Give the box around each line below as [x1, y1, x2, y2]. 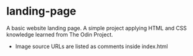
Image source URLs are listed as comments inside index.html [15, 43, 169, 50]
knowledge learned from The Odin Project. [6, 30, 113, 38]
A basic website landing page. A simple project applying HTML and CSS [6, 24, 187, 32]
